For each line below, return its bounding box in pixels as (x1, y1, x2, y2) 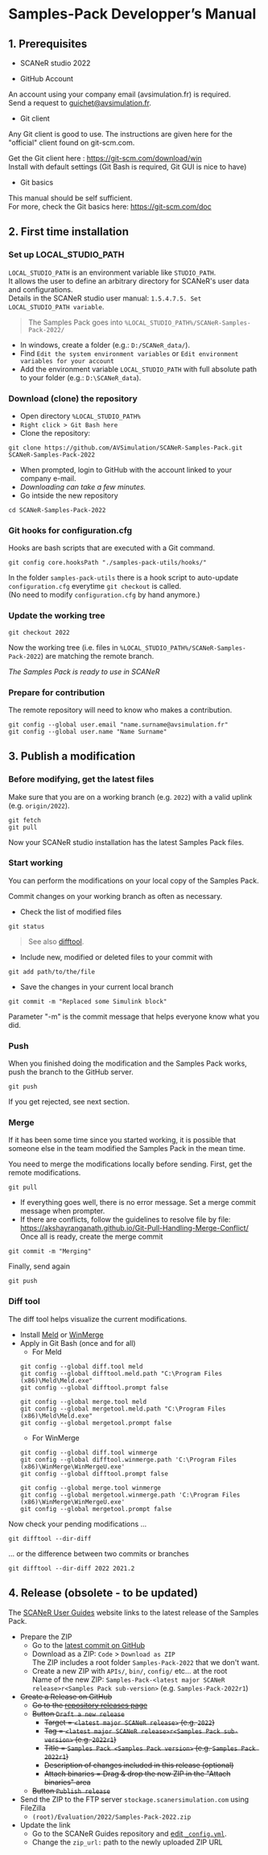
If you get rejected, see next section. (8, 1097, 130, 1107)
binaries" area (43, 1777, 91, 1787)
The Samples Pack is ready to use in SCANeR (8, 666, 160, 677)
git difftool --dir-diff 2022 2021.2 (8, 1564, 135, 1572)
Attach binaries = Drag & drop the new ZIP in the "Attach (43, 1769, 231, 1778)
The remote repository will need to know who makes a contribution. (8, 705, 233, 714)
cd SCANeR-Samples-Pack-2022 (8, 506, 106, 514)
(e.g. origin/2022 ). (8, 801, 70, 810)
